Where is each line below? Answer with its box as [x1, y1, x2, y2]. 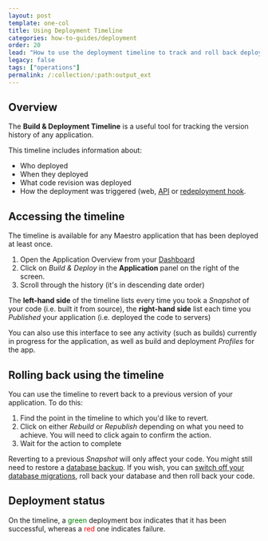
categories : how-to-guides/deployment [8, 34, 137, 42]
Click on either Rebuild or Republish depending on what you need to [19, 422, 244, 432]
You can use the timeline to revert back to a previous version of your [8, 389, 233, 399]
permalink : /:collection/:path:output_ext [8, 71, 152, 79]
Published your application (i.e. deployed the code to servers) [8, 313, 211, 322]
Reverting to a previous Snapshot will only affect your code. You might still [8, 454, 253, 464]
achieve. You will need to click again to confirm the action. [19, 430, 211, 440]
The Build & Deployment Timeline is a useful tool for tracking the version [8, 121, 249, 132]
